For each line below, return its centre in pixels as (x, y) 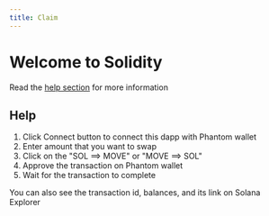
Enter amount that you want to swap (90, 147)
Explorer (25, 202)
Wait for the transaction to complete (89, 175)
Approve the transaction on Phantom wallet (103, 166)
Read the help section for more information (89, 87)
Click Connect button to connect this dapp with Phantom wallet (139, 137)
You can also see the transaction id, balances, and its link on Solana (135, 193)
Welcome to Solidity (86, 62)
